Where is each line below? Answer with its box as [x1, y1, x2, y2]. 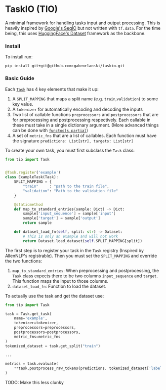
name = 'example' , [14, 316, 48, 321]
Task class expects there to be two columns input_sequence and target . [12, 273, 158, 279]
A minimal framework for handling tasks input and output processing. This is [5, 20, 161, 26]
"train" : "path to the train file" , [23, 184, 110, 189]
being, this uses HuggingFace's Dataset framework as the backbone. [5, 30, 146, 36]
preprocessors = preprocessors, [14, 325, 77, 330]
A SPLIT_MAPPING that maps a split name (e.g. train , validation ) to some [12, 95, 158, 102]
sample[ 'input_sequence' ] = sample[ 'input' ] [23, 211, 116, 216]
